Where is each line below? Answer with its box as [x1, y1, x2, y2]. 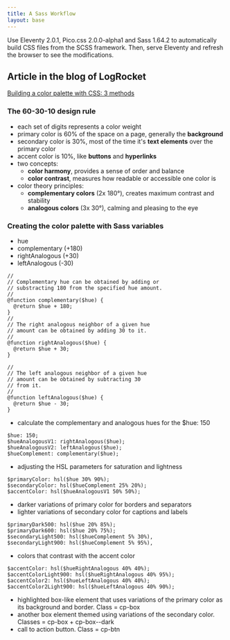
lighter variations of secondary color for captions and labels [17, 507, 188, 515]
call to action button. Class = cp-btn [17, 625, 121, 633]
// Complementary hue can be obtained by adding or [7, 278, 159, 285]
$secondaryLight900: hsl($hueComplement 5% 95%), [7, 539, 154, 546]
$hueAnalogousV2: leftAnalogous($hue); [7, 444, 123, 451]
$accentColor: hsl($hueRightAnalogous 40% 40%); [7, 565, 150, 572]
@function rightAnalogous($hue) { [7, 339, 107, 346]
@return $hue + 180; [13, 303, 73, 310]
